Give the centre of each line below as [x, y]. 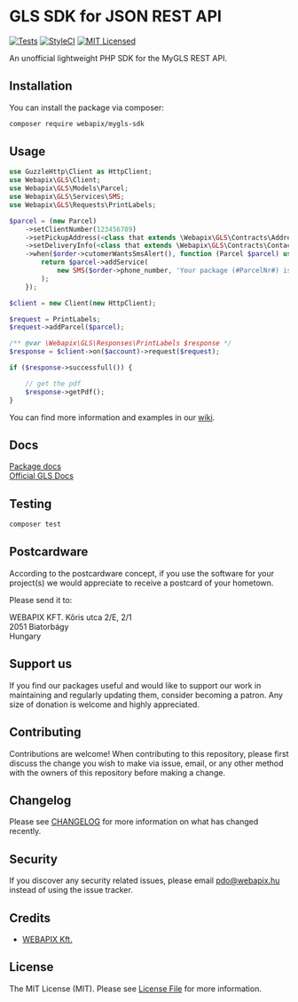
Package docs [35, 466]
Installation [41, 86]
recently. [25, 831]
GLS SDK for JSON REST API [115, 16]
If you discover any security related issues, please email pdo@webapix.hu [145, 880]
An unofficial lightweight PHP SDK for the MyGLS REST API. [118, 58]
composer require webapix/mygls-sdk [77, 123]
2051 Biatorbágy [39, 626]
